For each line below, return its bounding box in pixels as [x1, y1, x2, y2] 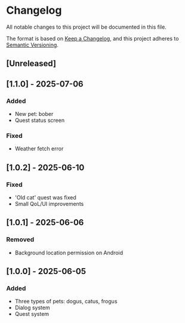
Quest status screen [14, 117, 64, 124]
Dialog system [14, 304, 50, 311]
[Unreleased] [6, 59, 57, 69]
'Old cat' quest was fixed [14, 194, 76, 201]
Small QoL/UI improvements [14, 201, 84, 207]
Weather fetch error [14, 145, 64, 152]
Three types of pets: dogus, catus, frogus [14, 298, 118, 305]
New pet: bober [14, 110, 54, 118]
